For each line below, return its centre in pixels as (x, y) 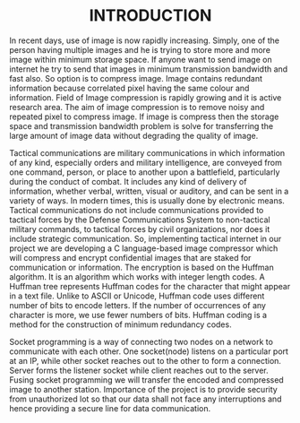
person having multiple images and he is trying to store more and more (140, 49)
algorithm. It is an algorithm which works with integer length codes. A (137, 276)
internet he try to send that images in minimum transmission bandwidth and (149, 69)
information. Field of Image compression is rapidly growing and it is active (146, 97)
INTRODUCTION (150, 16)
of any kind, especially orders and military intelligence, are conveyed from (146, 162)
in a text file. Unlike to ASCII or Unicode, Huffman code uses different (137, 296)
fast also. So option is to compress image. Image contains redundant (136, 78)
